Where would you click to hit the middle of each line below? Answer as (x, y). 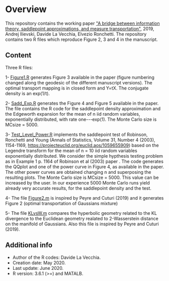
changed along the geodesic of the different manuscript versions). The (79, 82)
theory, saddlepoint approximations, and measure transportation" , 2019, (80, 28)
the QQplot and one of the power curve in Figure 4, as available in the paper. (85, 167)
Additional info (29, 245)
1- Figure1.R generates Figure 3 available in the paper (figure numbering (80, 77)
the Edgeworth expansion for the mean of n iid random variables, (73, 114)
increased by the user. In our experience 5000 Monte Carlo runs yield (78, 182)
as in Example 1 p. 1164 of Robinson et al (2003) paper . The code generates (84, 161)
